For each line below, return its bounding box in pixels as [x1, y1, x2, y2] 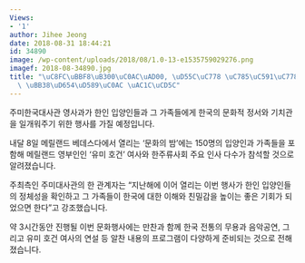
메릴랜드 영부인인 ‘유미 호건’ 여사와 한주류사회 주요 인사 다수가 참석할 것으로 [25, 149, 295, 160]
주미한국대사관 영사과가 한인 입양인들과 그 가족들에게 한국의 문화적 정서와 [9, 106, 270, 118]
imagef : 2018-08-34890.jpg [9, 64, 112, 73]
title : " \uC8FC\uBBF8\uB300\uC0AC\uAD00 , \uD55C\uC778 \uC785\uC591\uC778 [9, 73, 299, 82]
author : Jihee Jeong [9, 30, 88, 39]
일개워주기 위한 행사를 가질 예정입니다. [18, 118, 155, 129]
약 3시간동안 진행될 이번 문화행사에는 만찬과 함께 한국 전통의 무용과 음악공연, [9, 221, 281, 232]
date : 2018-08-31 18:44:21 [9, 38, 112, 48]
